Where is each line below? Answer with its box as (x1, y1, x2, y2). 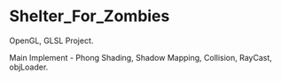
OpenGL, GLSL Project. (9, 35, 94, 46)
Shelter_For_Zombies (9, 6, 170, 26)
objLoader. (9, 62, 49, 72)
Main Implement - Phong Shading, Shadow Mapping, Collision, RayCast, (9, 52, 273, 63)
